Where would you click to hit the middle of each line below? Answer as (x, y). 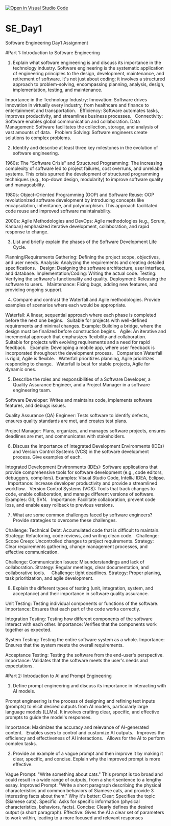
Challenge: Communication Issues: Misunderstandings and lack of (75, 562)
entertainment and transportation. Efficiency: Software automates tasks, (82, 111)
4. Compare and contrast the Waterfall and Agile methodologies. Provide (84, 299)
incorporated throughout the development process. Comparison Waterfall (84, 353)
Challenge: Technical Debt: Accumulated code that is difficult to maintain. (82, 530)
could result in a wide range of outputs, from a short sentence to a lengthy (83, 779)
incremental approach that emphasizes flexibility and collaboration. (76, 336)
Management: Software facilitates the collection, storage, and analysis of (82, 127)
